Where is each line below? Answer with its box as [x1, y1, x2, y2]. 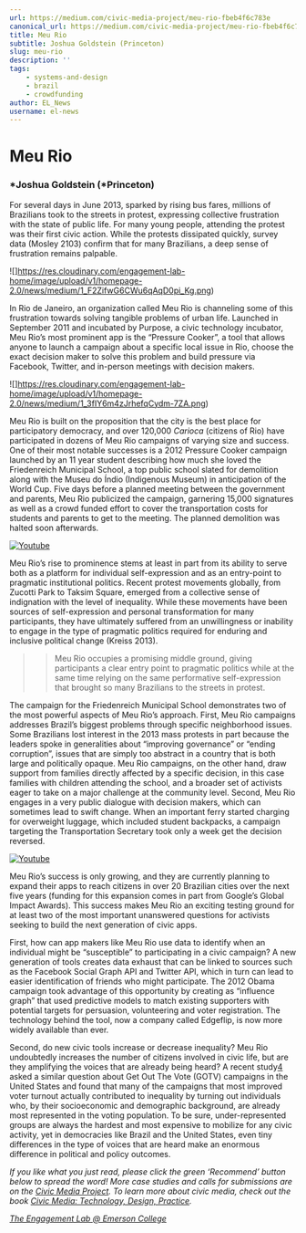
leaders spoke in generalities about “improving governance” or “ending [9, 738, 276, 749]
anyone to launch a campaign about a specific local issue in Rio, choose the [9, 341, 294, 352]
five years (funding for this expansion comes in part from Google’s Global [9, 890, 285, 901]
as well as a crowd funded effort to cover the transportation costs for [9, 503, 269, 514]
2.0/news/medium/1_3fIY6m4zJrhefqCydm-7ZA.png [9, 398, 207, 409]
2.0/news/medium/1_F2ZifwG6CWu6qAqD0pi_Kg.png [9, 285, 212, 296]
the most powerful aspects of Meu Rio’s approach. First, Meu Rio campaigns [9, 709, 296, 720]
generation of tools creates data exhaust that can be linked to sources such [9, 956, 293, 967]
